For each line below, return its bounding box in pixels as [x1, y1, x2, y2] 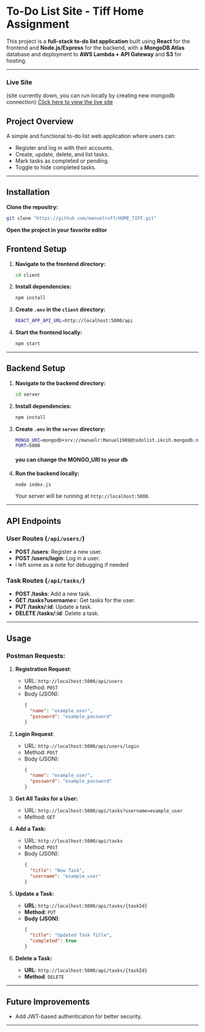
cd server [15, 391, 41, 397]
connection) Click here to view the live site [6, 98, 113, 106]
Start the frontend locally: [15, 329, 82, 336]
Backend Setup [6, 363, 66, 374]
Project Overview [6, 116, 74, 127]
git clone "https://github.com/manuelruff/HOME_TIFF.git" [6, 215, 157, 221]
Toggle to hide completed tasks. [15, 164, 96, 171]
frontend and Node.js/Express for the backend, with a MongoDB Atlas [6, 44, 185, 51]
